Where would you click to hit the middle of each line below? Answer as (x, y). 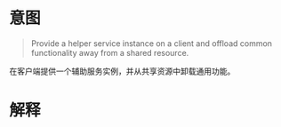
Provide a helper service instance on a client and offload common (152, 43)
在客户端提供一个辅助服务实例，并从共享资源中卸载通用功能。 (122, 71)
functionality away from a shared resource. (110, 52)
